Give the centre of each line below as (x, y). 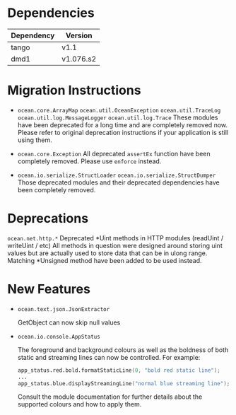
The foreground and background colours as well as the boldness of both (123, 350)
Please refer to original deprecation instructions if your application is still (123, 132)
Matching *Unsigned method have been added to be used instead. (105, 260)
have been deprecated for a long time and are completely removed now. (123, 124)
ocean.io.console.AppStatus (59, 337)
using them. (35, 140)
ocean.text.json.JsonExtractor (64, 309)
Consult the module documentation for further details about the (110, 397)
